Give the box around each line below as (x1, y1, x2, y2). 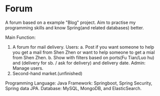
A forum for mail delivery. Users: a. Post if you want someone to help (12, 44, 154, 50)
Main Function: (5, 34, 36, 40)
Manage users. (12, 65, 43, 71)
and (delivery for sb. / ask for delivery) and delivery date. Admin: (12, 60, 146, 66)
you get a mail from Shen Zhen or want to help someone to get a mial (12, 49, 155, 55)
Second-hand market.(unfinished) (12, 70, 82, 76)
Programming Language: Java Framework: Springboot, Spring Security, (5, 80, 152, 86)
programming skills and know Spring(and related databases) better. (5, 24, 144, 30)
